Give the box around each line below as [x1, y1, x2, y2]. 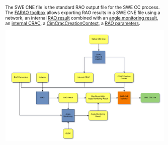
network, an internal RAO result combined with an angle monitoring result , [5, 15, 158, 21]
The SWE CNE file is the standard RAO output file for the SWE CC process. [5, 5, 160, 10]
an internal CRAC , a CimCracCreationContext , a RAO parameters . [5, 20, 140, 26]
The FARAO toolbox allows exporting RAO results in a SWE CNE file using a [5, 10, 160, 16]
